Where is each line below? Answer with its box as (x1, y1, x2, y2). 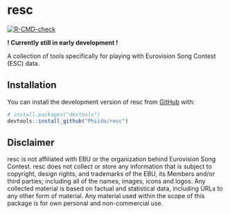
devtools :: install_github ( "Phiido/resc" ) (7, 117, 129, 125)
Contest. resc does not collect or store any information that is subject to (7, 162, 213, 171)
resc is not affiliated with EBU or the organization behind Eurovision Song (7, 155, 216, 163)
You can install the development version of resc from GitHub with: (7, 98, 195, 106)
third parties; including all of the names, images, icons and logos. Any (7, 177, 206, 186)
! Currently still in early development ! (7, 38, 118, 46)
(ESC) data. (7, 59, 40, 67)
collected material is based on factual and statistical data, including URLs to (7, 184, 223, 193)
